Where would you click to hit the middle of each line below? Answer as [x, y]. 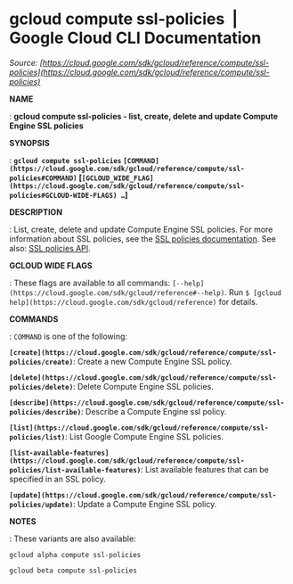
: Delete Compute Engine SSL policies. [143, 386]
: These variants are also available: [73, 539]
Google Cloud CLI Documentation [135, 38]
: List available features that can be [205, 469]
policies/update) [41, 505]
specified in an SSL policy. [58, 479]
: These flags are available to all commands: [90, 283]
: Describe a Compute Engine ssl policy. [154, 411]
